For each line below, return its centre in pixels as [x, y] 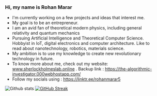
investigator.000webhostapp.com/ [46, 74]
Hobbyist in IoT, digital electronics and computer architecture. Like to [81, 43]
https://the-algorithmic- [128, 69]
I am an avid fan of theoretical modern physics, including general [77, 28]
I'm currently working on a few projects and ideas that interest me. [78, 18]
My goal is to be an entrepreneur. [45, 23]
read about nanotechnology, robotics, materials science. [68, 48]
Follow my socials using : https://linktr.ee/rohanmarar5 [66, 79]
